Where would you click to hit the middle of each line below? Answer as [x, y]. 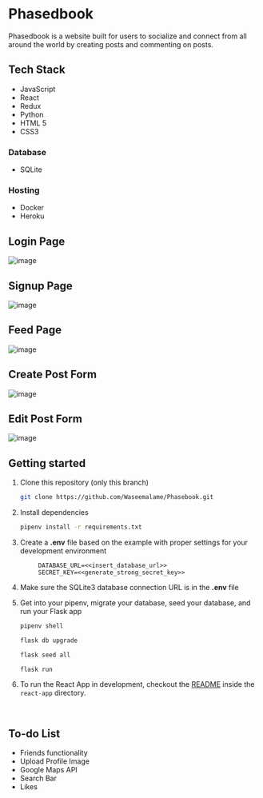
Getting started [47, 463]
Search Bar [38, 778]
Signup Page [41, 286]
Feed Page [35, 330]
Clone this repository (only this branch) [84, 483]
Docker [32, 208]
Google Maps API [48, 770]
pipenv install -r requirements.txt [81, 527]
